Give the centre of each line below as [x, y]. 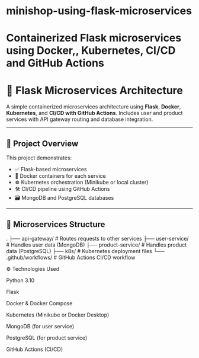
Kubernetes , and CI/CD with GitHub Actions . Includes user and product [94, 113]
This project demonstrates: [39, 158]
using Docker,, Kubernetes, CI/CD [91, 51]
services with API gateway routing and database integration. [80, 119]
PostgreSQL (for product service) [47, 338]
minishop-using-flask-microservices [99, 11]
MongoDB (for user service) [40, 326]
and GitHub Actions [55, 63]
